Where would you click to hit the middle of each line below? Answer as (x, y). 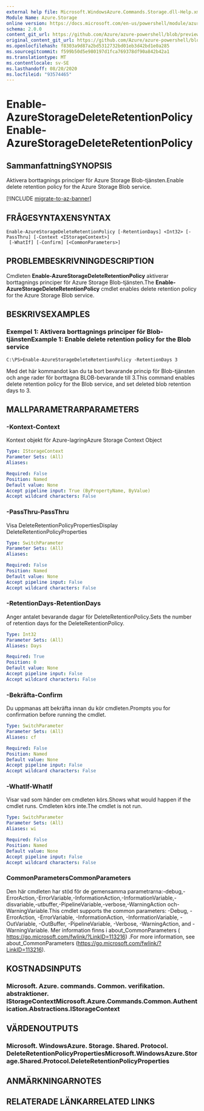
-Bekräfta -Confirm (34, 695)
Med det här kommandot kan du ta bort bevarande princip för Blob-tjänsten (101, 371)
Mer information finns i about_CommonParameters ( (115, 930)
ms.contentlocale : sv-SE (38, 63)
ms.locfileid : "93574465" (39, 74)
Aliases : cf (21, 737)
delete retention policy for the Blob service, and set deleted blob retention (99, 384)
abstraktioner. (28, 994)
